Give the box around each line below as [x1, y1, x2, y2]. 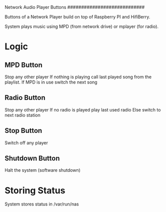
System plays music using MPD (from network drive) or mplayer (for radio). [4, 23, 159, 29]
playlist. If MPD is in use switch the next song [4, 79, 97, 85]
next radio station [4, 112, 41, 118]
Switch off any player [4, 139, 48, 146]
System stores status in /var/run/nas [4, 201, 79, 207]
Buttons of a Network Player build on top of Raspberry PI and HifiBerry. [4, 14, 151, 19]
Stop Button [4, 126, 43, 135]
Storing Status [4, 185, 66, 196]
